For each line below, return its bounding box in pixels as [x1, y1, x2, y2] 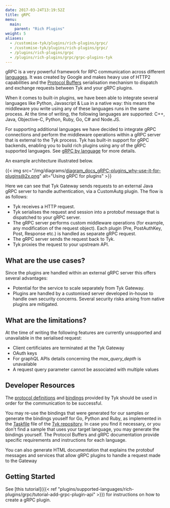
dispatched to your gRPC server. [12, 214, 81, 220]
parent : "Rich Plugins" [14, 26, 65, 32]
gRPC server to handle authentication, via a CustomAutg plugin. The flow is [5, 188, 163, 194]
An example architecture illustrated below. [5, 158, 94, 164]
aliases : [5, 36, 24, 41]
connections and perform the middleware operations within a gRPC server [5, 132, 161, 138]
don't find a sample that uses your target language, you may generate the [5, 426, 160, 432]
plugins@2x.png [5, 173, 40, 179]
